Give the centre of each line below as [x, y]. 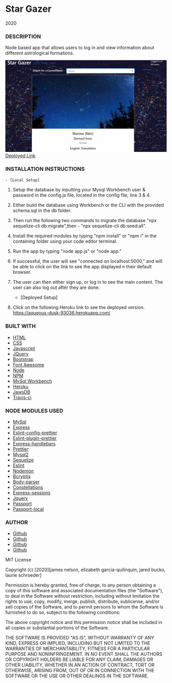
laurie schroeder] [24, 575]
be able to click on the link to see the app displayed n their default [82, 267]
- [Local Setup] [23, 180]
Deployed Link [20, 156]
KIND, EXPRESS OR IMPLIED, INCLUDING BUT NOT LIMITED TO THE [78, 643]
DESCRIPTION [23, 36]
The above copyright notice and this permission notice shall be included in [84, 622]
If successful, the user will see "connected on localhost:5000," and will [88, 261]
